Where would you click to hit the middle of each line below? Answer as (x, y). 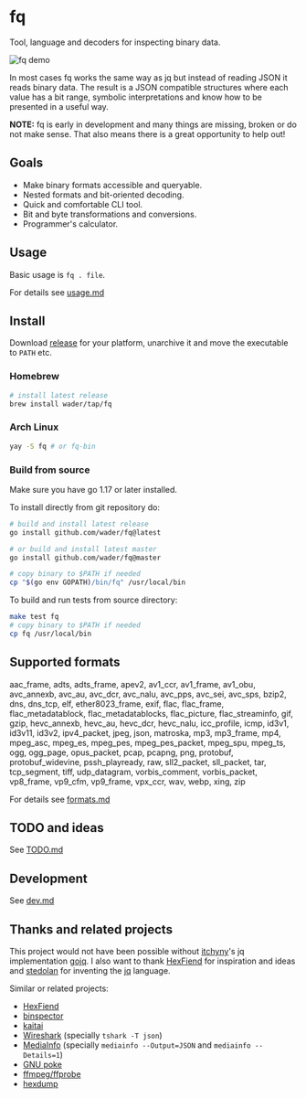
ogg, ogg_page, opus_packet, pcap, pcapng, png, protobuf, (121, 752)
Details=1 (42, 1056)
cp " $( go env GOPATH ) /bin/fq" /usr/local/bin (97, 582)
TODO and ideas (57, 828)
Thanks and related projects (91, 929)
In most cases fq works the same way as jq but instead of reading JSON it (148, 77)
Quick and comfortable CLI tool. (83, 204)
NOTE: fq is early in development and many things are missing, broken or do (153, 124)
